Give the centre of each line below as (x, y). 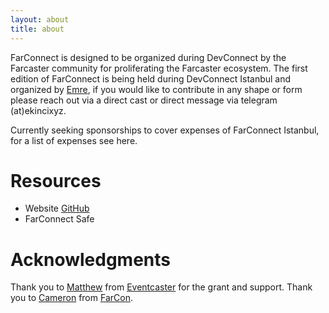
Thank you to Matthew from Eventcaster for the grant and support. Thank (161, 287)
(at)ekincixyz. (38, 110)
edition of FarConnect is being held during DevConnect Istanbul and (151, 78)
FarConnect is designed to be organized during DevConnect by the (148, 57)
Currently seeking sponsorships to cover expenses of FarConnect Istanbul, (165, 130)
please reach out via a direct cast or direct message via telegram (144, 100)
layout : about (40, 19)
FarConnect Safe (59, 219)
